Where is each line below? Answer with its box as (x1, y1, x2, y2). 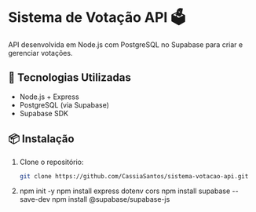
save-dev (19, 195, 51, 204)
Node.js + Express (19, 92, 80, 101)
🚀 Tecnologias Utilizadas (8, 71, 131, 85)
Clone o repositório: (19, 157, 84, 166)
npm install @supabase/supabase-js (52, 195, 170, 204)
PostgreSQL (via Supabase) (19, 100, 110, 109)
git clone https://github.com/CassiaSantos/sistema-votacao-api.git (19, 172, 249, 180)
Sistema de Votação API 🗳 (8, 9, 186, 27)
